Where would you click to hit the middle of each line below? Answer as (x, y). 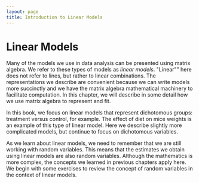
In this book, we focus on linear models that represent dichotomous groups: (99, 113)
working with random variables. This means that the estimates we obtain (96, 150)
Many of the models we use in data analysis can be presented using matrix (98, 63)
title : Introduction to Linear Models (54, 17)
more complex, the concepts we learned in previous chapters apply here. (96, 162)
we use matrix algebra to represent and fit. (59, 101)
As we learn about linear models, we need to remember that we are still (94, 143)
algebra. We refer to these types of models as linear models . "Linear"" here (99, 70)
